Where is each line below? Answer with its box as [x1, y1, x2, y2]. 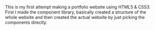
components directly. [5, 19, 48, 25]
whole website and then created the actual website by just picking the [5, 15, 145, 20]
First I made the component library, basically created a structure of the [5, 9, 147, 15]
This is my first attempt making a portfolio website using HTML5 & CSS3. [5, 4, 151, 10]
